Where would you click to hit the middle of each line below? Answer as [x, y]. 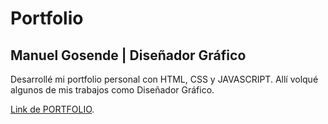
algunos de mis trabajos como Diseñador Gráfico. [112, 90]
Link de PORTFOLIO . [52, 109]
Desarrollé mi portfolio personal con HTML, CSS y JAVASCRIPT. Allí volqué [164, 79]
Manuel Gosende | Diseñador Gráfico [128, 55]
